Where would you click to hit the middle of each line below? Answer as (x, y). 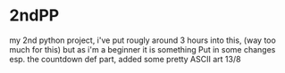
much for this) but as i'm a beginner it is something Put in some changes (142, 49)
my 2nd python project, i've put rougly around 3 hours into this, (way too (143, 40)
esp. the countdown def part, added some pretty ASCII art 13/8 (125, 59)
